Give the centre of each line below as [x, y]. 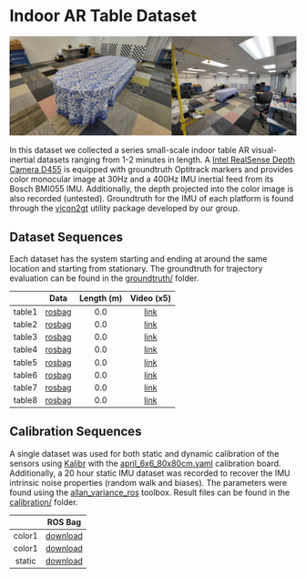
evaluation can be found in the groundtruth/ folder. [104, 278]
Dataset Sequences [66, 237]
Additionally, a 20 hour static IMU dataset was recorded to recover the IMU [150, 473]
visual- [264, 150]
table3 [25, 337]
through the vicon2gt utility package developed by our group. [125, 208]
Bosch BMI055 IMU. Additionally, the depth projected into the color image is [152, 189]
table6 [25, 375]
